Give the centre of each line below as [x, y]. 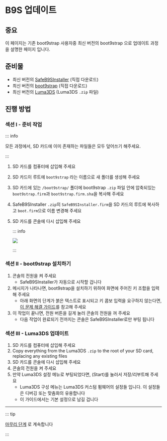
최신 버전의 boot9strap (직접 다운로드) [50, 86]
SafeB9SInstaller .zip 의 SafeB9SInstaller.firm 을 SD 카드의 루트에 [79, 204]
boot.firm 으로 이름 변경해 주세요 [50, 210]
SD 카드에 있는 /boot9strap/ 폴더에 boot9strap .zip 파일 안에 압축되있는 [84, 187]
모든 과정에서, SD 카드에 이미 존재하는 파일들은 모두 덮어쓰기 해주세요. [73, 146]
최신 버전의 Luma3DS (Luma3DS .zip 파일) [55, 92]
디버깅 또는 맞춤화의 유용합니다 [55, 393]
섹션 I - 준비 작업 [24, 125]
